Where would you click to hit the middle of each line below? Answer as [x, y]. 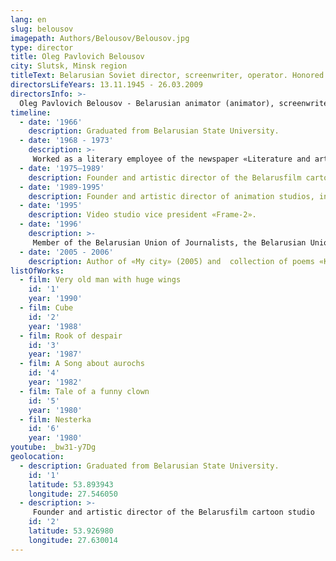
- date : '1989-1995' [62, 187]
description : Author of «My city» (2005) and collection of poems [171, 261]
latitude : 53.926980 [71, 531]
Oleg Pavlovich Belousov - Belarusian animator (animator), [147, 103]
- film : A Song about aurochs [82, 364]
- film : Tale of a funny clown [84, 391]
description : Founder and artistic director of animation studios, [171, 196]
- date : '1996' [51, 224]
